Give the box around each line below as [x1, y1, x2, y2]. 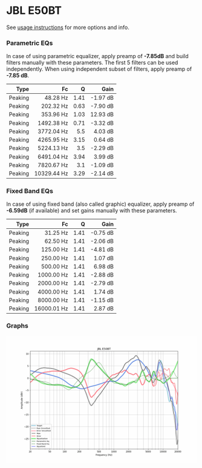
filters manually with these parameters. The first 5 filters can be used [6, 59, 178, 67]
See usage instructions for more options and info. [6, 24, 130, 31]
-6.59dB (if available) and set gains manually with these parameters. [6, 207, 177, 214]
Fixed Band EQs [6, 186, 53, 195]
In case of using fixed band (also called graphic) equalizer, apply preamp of [6, 200, 195, 208]
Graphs [6, 321, 28, 330]
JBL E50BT [6, 4, 62, 18]
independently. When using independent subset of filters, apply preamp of [6, 65, 192, 73]
